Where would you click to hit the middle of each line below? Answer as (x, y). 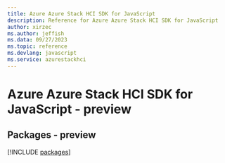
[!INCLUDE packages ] (39, 152)
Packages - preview (52, 135)
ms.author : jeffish (36, 33)
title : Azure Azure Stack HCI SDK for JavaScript (82, 14)
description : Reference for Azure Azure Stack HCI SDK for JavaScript (113, 20)
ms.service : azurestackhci (47, 60)
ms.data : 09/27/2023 (38, 40)
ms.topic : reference (38, 46)
